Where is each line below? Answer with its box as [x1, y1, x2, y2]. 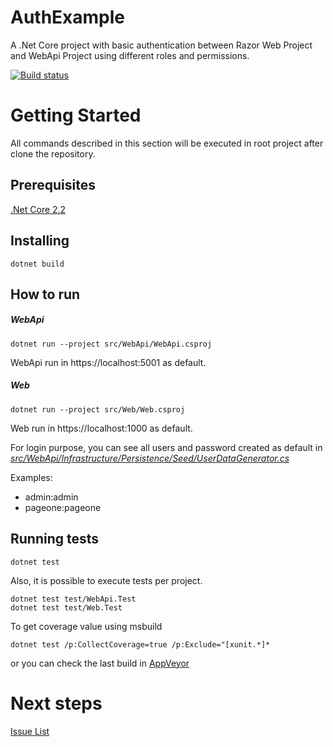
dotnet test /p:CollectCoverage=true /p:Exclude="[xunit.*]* [10, 639, 271, 650]
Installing [10, 232, 70, 250]
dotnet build [10, 259, 65, 269]
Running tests [10, 531, 100, 548]
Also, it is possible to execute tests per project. [10, 574, 203, 586]
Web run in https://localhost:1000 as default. [10, 422, 193, 434]
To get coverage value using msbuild [10, 620, 163, 632]
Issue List [10, 725, 50, 737]
